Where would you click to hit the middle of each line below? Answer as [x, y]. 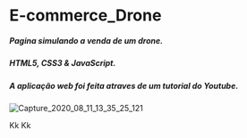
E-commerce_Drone [85, 16]
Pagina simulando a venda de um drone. [86, 40]
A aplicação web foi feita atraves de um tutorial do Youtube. [124, 85]
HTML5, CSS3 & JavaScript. [63, 63]
